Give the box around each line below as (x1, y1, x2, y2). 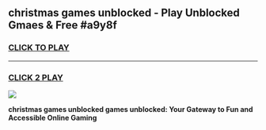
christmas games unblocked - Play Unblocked (8, 6, 240, 20)
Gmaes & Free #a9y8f (8, 19, 117, 32)
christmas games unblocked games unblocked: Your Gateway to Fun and (8, 104, 253, 113)
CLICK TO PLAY (8, 43, 70, 54)
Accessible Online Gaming (8, 113, 97, 122)
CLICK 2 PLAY (8, 72, 63, 83)
